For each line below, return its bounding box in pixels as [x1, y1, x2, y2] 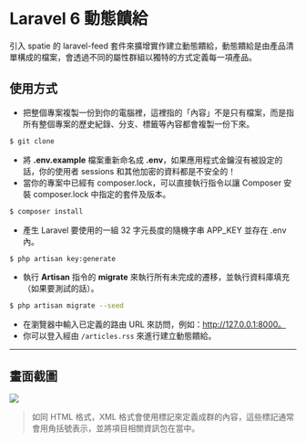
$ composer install [9, 206, 84, 216]
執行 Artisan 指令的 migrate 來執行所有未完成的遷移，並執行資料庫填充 [22, 271, 290, 283]
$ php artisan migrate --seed [9, 301, 125, 310]
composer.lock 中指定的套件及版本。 [33, 188, 171, 199]
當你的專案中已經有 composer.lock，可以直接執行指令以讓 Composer [22, 177, 282, 188]
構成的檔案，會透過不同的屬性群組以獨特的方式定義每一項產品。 [16, 51, 257, 62]
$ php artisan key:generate [9, 254, 117, 263]
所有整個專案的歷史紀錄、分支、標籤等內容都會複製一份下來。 [22, 118, 255, 129]
